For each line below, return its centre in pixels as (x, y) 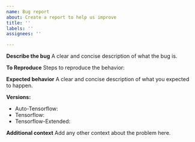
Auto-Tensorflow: (36, 109)
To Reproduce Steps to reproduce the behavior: (65, 68)
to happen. (19, 86)
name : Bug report (28, 12)
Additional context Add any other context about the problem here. (88, 133)
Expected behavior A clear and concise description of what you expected (98, 79)
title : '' (19, 23)
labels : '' (20, 28)
